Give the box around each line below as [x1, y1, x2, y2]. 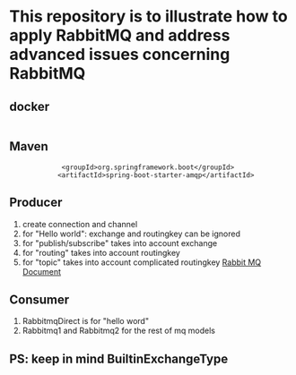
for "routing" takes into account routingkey [22, 247, 181, 258]
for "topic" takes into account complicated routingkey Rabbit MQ [22, 257, 262, 268]
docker [9, 98, 50, 114]
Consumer [9, 293, 70, 308]
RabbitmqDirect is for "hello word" [22, 316, 150, 327]
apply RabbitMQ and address [9, 25, 231, 46]
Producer [9, 195, 63, 210]
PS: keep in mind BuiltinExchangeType [9, 351, 229, 366]
